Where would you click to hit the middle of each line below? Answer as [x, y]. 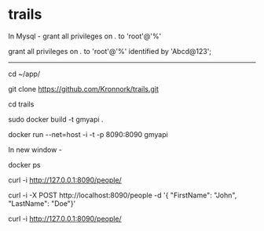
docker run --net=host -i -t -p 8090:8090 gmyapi [88, 134]
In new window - [35, 150]
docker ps [24, 164]
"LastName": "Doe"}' [42, 203]
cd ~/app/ [24, 74]
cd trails [21, 104]
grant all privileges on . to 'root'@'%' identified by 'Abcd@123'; [110, 51]
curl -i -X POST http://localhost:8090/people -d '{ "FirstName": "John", [123, 195]
